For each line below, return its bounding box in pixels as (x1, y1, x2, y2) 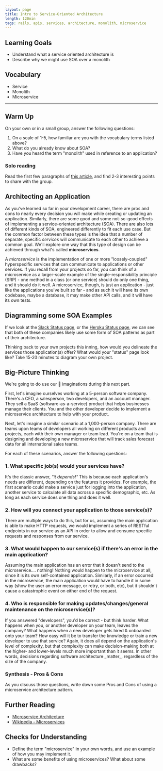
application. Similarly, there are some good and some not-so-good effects (5, 215, 153, 221)
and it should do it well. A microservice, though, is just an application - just (5, 282, 154, 288)
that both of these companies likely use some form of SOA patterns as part (5, 329, 155, 335)
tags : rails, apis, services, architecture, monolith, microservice (5, 20, 147, 26)
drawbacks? (12, 761, 37, 767)
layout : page (5, 7, 32, 12)
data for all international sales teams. (5, 441, 79, 447)
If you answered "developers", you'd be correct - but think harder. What (5, 617, 149, 623)
